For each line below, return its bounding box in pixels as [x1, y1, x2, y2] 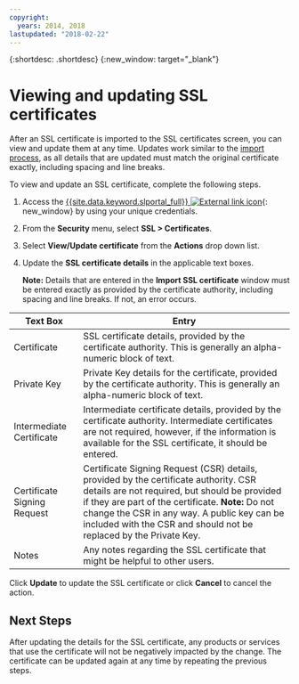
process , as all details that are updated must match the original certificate [9, 152, 279, 163]
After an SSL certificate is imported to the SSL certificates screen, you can [9, 134, 282, 144]
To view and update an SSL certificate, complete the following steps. [9, 179, 261, 190]
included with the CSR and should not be [83, 518, 254, 531]
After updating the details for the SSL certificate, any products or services [9, 637, 280, 647]
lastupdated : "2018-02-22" [9, 29, 109, 38]
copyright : [9, 12, 50, 22]
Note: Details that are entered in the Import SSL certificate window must [21, 275, 291, 286]
